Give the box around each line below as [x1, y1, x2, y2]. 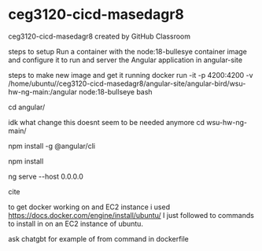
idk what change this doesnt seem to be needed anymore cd [8, 117, 205, 127]
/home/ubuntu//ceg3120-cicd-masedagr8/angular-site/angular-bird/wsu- [8, 79, 246, 88]
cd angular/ [8, 102, 46, 112]
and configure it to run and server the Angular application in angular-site [8, 55, 242, 65]
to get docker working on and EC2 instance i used [8, 202, 171, 212]
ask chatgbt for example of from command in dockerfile [8, 234, 189, 243]
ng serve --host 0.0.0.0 [8, 172, 84, 181]
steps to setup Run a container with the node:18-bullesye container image [8, 46, 248, 56]
